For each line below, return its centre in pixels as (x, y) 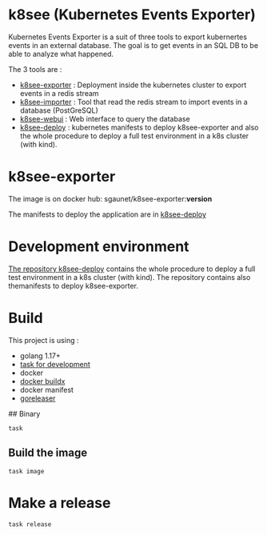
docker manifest (47, 389)
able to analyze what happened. (61, 54)
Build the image (48, 453)
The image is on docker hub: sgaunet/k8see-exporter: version (110, 198)
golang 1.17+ (40, 355)
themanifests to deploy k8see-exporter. (73, 285)
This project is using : (44, 340)
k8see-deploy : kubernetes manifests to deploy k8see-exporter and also (139, 127)
